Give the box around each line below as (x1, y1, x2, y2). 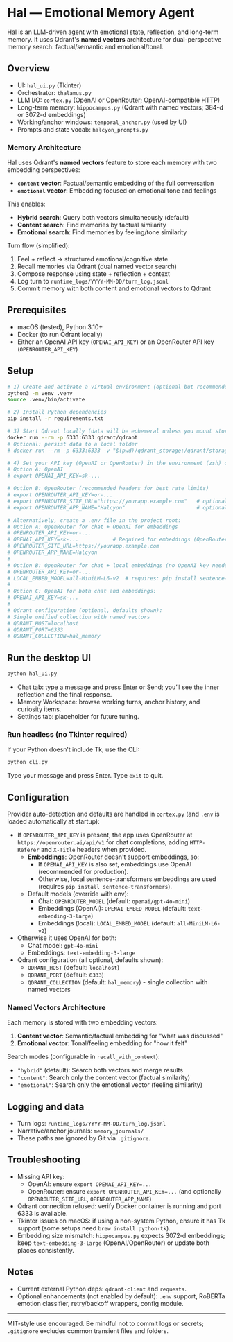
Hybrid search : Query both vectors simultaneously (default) (17, 214, 189, 222)
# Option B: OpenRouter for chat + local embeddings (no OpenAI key (7, 561, 209, 569)
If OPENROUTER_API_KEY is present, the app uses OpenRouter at (17, 830, 193, 839)
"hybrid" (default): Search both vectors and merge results (17, 1066, 184, 1074)
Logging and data (7, 1101, 85, 1113)
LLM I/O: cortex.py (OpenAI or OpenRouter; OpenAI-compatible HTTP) (17, 96, 221, 104)
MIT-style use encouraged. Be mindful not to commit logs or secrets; (7, 1319, 205, 1327)
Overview (7, 62, 51, 74)
